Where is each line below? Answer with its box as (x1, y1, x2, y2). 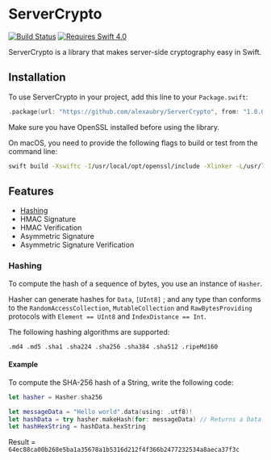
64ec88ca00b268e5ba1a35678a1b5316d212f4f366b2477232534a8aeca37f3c (8, 445, 240, 454)
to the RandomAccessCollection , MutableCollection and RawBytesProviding (8, 303, 252, 312)
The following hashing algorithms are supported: (8, 327, 170, 337)
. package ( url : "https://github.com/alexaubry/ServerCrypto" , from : (8, 107, 240, 115)
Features (8, 184, 54, 198)
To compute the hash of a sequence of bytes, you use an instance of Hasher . (8, 278, 263, 288)
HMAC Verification (19, 223, 82, 232)
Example (8, 360, 39, 370)
